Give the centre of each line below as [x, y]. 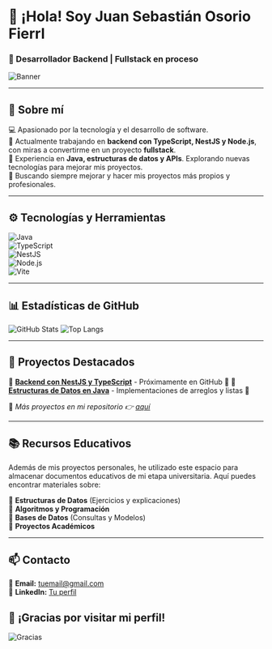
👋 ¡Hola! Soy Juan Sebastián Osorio [130, 17]
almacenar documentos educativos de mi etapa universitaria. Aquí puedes [132, 476]
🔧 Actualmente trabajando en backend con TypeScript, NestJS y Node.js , [133, 142]
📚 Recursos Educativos [70, 444]
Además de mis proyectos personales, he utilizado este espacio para [123, 467]
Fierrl [27, 34]
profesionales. [32, 185]
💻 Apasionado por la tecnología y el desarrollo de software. [108, 130]
